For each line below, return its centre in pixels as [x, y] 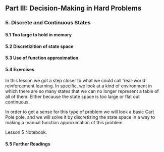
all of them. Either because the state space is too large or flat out [73, 97]
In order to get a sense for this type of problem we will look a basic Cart [80, 112]
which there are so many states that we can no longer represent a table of [82, 91]
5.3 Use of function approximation [42, 58]
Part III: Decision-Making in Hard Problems [73, 8]
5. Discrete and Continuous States [48, 23]
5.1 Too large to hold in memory [39, 34]
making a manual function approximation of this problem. [65, 123]
